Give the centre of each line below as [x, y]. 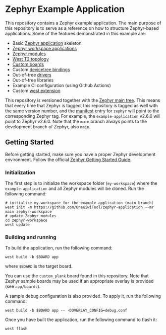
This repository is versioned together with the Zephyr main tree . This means [83, 100]
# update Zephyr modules [31, 216]
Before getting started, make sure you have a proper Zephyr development [80, 154]
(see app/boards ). [23, 286]
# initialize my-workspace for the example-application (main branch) [80, 203]
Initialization [20, 172]
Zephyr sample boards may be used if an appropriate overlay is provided [79, 281]
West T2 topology [30, 59]
